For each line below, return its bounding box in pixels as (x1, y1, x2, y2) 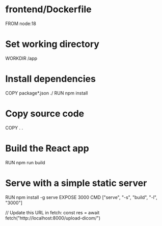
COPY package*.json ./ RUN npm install (5, 90, 88, 96)
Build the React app (5, 142, 89, 154)
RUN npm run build (5, 159, 45, 165)
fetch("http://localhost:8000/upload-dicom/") (5, 215, 101, 221)
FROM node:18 (5, 20, 37, 27)
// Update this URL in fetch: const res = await (5, 209, 100, 215)
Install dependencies (5, 73, 96, 85)
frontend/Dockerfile (5, 4, 92, 15)
